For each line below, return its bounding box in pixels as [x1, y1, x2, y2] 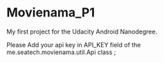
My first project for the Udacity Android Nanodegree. [6, 27, 158, 36]
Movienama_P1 [6, 5, 95, 21]
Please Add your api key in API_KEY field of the [6, 40, 141, 49]
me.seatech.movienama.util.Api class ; [6, 48, 116, 56]
